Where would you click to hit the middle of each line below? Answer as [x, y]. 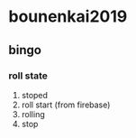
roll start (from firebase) [66, 105]
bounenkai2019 [68, 17]
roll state [28, 76]
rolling [33, 114]
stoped [35, 95]
